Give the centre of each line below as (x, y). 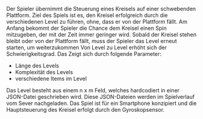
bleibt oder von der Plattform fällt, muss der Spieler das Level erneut (92, 41)
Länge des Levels (37, 66)
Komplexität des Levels (44, 72)
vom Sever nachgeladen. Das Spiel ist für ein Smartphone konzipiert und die (101, 103)
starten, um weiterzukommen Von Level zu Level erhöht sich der (87, 47)
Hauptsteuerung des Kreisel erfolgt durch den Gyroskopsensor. (85, 110)
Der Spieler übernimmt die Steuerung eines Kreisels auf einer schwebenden (101, 9)
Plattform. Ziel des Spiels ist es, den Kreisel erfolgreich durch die (87, 15)
